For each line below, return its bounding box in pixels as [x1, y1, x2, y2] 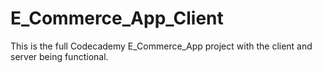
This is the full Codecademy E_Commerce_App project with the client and [10, 40, 313, 52]
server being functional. [10, 50, 109, 62]
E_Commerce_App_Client [10, 7, 224, 30]
